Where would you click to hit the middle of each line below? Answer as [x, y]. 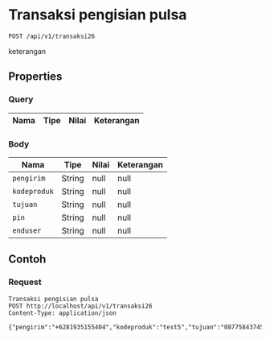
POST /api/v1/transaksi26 [51, 36]
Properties [35, 77]
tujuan [25, 204]
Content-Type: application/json [62, 313]
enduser [27, 230]
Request [25, 282]
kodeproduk [33, 191]
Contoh [27, 259]
